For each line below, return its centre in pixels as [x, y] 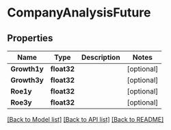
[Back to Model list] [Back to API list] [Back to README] [85, 119]
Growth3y [27, 80]
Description [101, 57]
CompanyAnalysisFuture [79, 13]
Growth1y [27, 69]
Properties [30, 38]
